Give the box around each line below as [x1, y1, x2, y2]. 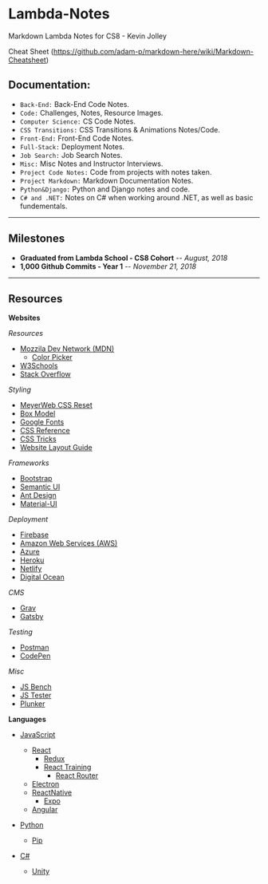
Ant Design [19, 491, 57, 500]
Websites [8, 313, 41, 323]
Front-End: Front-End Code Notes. [19, 133, 134, 143]
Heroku [19, 555, 45, 565]
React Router [55, 771, 99, 780]
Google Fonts [19, 417, 65, 427]
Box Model [19, 408, 56, 419]
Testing [8, 627, 33, 637]
